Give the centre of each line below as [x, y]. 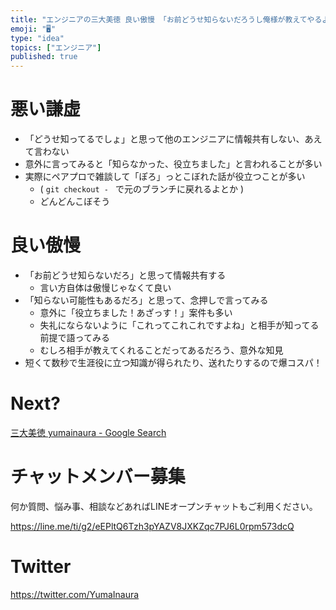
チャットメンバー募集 [98, 477]
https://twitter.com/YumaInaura [75, 594]
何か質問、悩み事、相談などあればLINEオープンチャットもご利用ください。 [164, 506]
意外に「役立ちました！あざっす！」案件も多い [136, 312]
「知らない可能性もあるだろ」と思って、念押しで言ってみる [146, 300]
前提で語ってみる [74, 337]
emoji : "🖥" [33, 29]
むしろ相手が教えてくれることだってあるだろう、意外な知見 [161, 350]
